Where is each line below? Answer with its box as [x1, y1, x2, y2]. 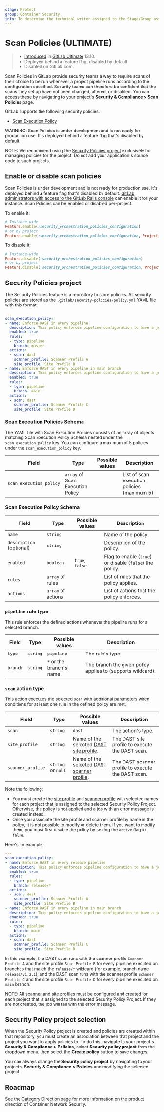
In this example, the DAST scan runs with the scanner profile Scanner [5, 955, 143, 961]
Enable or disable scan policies [5, 172, 102, 180]
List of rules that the [104, 573, 150, 580]
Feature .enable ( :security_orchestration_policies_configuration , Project [5, 233, 159, 238]
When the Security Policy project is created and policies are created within [5, 1028, 155, 1034]
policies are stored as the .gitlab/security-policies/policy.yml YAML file [5, 297, 156, 303]
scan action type [5, 685, 44, 692]
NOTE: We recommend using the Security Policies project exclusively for [5, 148, 151, 153]
